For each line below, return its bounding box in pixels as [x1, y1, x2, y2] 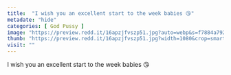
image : [7, 29, 26, 36]
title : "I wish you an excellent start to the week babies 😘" [7, 10, 195, 17]
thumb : [7, 35, 26, 42]
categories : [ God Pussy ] [7, 22, 85, 29]
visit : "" [7, 42, 36, 48]
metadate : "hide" [7, 16, 57, 23]
